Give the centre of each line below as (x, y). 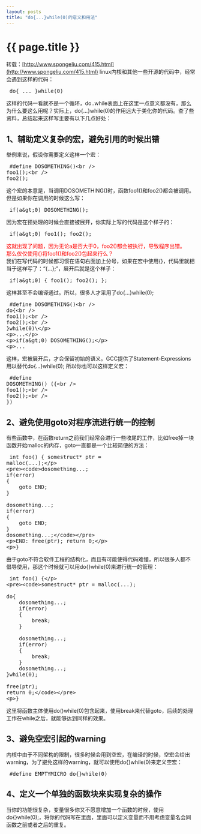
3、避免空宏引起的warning (56, 739)
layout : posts (24, 12)
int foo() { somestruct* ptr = (55, 457)
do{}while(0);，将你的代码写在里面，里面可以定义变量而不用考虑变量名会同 (99, 817)
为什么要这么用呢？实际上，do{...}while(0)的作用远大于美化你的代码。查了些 (100, 111)
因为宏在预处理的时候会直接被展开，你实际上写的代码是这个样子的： (90, 222)
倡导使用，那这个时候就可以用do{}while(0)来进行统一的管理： (82, 567)
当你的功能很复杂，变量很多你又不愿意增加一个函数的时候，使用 (85, 809)
